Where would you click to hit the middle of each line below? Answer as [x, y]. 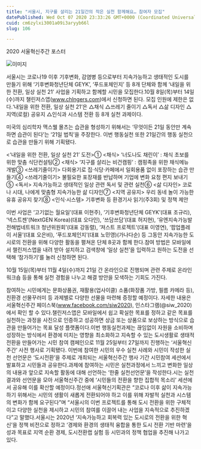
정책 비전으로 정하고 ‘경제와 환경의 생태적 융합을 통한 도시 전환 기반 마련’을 [106, 425]
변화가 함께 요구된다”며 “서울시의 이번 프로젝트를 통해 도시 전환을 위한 [94, 402]
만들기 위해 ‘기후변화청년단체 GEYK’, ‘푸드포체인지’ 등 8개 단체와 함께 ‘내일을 [95, 84]
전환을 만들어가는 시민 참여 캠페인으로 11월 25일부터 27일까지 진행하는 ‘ [89, 342]
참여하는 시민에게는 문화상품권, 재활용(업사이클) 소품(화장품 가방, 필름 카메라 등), [100, 290]
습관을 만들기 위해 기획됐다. [44, 142]
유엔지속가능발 [175, 220]
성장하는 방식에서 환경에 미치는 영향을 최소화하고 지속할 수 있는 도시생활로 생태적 [100, 335]
